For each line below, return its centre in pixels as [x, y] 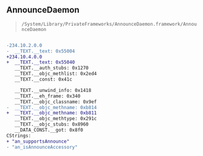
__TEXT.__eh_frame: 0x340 [47, 96]
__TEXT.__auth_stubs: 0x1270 [51, 68]
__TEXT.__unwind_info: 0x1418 [53, 90]
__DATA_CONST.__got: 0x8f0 [49, 130]
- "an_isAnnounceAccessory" [42, 147]
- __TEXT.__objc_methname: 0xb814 [52, 107]
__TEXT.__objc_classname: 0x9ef [56, 102]
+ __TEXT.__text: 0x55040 [41, 62]
